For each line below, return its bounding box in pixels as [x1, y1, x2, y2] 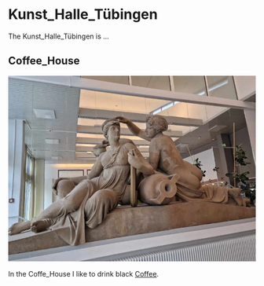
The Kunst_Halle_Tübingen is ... [8, 31, 110, 41]
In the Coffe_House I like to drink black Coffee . [8, 269, 159, 278]
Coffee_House [8, 54, 80, 68]
